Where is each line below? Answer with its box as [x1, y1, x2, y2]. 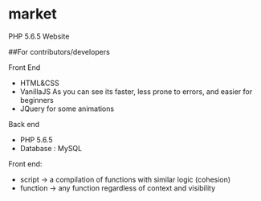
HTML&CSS [19, 78, 60, 88]
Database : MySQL [19, 143, 83, 153]
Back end [8, 119, 40, 129]
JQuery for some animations [19, 104, 115, 113]
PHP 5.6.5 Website [8, 31, 70, 41]
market [8, 5, 58, 23]
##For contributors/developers [8, 47, 110, 56]
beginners [19, 95, 54, 105]
